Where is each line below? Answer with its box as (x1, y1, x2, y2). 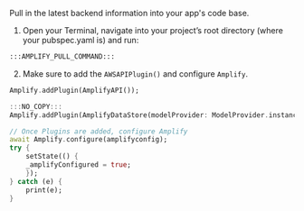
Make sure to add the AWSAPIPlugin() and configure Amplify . (22, 68, 249, 79)
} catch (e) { (9, 177, 63, 186)
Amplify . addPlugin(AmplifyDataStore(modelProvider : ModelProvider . (9, 110, 270, 120)
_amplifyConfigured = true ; (25, 161, 131, 170)
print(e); (25, 185, 63, 195)
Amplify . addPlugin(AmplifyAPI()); (9, 86, 140, 95)
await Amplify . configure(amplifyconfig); (9, 135, 168, 144)
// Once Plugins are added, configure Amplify (9, 126, 188, 136)
